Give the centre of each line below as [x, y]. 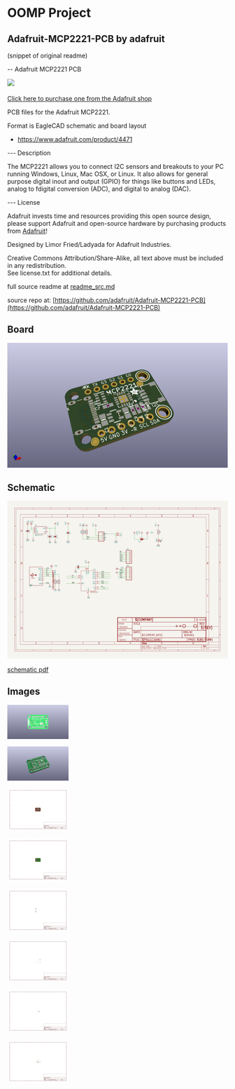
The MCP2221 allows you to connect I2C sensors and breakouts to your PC [115, 167]
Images [24, 692]
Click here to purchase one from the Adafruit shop [80, 99]
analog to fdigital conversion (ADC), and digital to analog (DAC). [99, 189]
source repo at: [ [31, 300]
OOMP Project [49, 13]
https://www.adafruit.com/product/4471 [75, 139]
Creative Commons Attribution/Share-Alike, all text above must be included [115, 258]
